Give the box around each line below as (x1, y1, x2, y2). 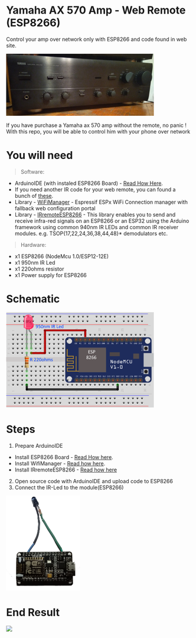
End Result (6, 606, 60, 619)
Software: (20, 168, 45, 175)
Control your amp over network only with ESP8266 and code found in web (6, 35, 187, 43)
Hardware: (20, 241, 47, 248)
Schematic (6, 292, 60, 306)
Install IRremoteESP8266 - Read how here (14, 466, 117, 473)
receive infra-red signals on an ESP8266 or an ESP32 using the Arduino (14, 217, 190, 224)
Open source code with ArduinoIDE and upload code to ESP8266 (14, 478, 173, 485)
